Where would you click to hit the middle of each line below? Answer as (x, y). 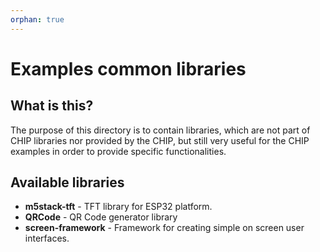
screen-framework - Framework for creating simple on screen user (164, 228)
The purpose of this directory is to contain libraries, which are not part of (160, 130)
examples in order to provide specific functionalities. (118, 151)
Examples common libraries (128, 68)
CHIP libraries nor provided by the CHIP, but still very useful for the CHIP (160, 140)
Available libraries (67, 182)
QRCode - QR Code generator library (101, 217)
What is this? (52, 106)
